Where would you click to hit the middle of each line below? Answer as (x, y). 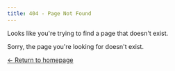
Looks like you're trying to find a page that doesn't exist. (88, 33)
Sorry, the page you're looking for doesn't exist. (76, 46)
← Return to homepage (41, 60)
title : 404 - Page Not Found (49, 13)
